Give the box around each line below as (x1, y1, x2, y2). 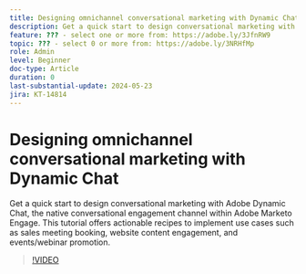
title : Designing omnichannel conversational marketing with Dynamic (9, 13, 280, 23)
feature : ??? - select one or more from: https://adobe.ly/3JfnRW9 (9, 30, 271, 39)
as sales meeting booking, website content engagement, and (9, 227, 239, 238)
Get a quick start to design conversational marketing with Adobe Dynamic (9, 198, 286, 209)
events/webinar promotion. (9, 237, 111, 248)
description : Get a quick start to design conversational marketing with (9, 22, 296, 31)
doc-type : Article (9, 65, 79, 74)
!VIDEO (31, 255, 59, 266)
